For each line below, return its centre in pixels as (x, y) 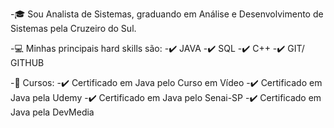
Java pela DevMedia (52, 112)
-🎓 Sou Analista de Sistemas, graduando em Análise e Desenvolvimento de (167, 14)
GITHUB (27, 62)
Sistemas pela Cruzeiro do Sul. (73, 28)
